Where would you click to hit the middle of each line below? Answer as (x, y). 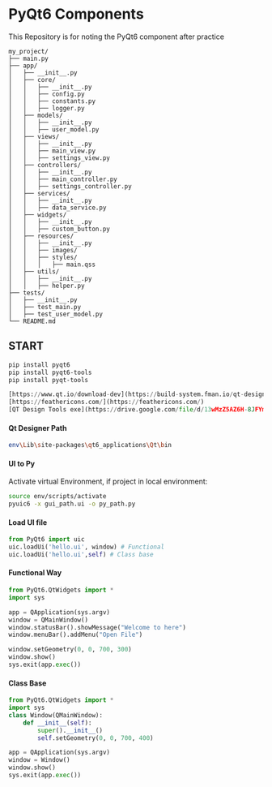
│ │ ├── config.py (47, 94)
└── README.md (32, 321)
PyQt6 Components (76, 14)
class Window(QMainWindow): (56, 715)
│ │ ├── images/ (43, 250)
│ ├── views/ (34, 136)
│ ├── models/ (36, 115)
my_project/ (28, 51)
